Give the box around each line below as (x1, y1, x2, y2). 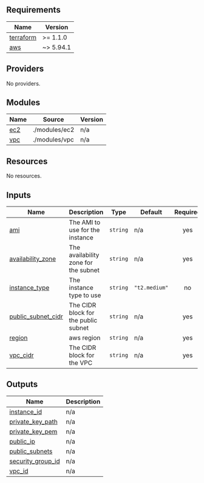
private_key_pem (9, 427, 58, 436)
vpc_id (9, 467, 29, 475)
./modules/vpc (32, 135, 74, 144)
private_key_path (9, 417, 58, 426)
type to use (69, 291, 101, 300)
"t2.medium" (134, 284, 169, 291)
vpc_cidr (9, 351, 35, 360)
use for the (69, 226, 100, 235)
